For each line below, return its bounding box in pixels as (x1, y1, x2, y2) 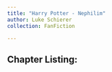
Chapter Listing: (7, 54, 78, 65)
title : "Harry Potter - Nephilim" (7, 10, 107, 17)
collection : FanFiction (7, 22, 76, 29)
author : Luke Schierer (7, 16, 72, 23)
